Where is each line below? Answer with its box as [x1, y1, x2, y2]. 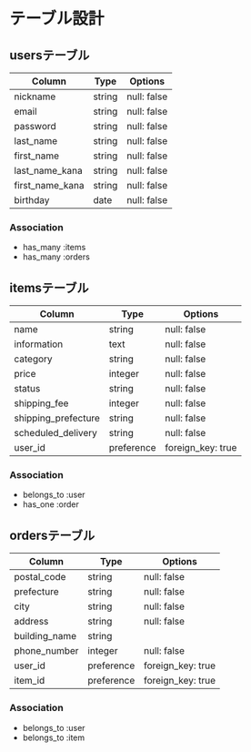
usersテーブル [9, 47, 90, 63]
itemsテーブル [9, 279, 89, 296]
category [14, 352, 53, 365]
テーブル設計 [9, 8, 105, 29]
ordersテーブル [9, 527, 95, 543]
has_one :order [22, 499, 79, 510]
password [14, 120, 56, 132]
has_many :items [22, 242, 86, 253]
